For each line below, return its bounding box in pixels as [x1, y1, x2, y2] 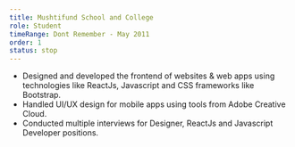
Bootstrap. [21, 90, 61, 101]
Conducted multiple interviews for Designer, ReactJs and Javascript [21, 118, 274, 129]
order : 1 [9, 37, 42, 47]
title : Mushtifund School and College [9, 12, 154, 22]
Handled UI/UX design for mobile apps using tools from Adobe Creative [21, 99, 286, 110]
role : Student [9, 21, 63, 30]
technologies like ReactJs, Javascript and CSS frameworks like [21, 80, 255, 91]
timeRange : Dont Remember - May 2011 [9, 29, 150, 38]
